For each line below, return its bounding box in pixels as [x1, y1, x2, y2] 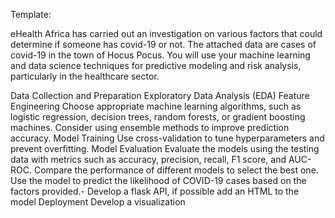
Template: [10, 9, 52, 20]
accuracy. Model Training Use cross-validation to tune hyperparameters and [10, 132, 325, 144]
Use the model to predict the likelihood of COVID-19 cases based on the [10, 175, 307, 186]
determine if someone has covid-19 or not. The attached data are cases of [10, 39, 317, 50]
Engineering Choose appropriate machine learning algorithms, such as [10, 100, 302, 112]
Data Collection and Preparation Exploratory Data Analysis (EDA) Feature [10, 90, 310, 101]
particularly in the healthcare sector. [10, 70, 160, 82]
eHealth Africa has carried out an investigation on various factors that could [10, 28, 323, 39]
